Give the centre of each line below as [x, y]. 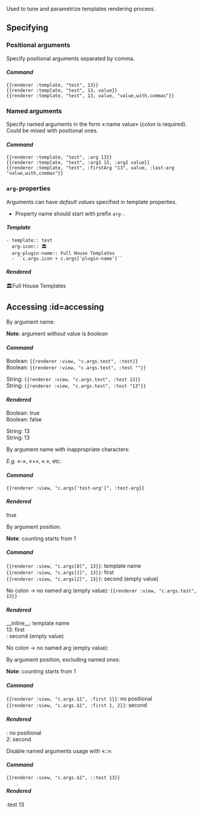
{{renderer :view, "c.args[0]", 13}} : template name [74, 566]
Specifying [27, 28]
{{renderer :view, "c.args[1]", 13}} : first [60, 572]
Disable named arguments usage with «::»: [60, 751]
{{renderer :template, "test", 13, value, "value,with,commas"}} [90, 96]
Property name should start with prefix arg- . [70, 213]
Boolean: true [23, 413]
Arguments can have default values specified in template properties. [92, 202]
